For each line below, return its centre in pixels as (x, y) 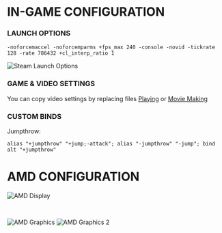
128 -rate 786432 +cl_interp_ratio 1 (61, 53)
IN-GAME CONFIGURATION (86, 12)
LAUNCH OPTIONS (39, 33)
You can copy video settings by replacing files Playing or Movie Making (108, 98)
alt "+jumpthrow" (32, 150)
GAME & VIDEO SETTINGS (51, 84)
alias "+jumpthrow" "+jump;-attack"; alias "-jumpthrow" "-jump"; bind (111, 144)
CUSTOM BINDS (34, 116)
